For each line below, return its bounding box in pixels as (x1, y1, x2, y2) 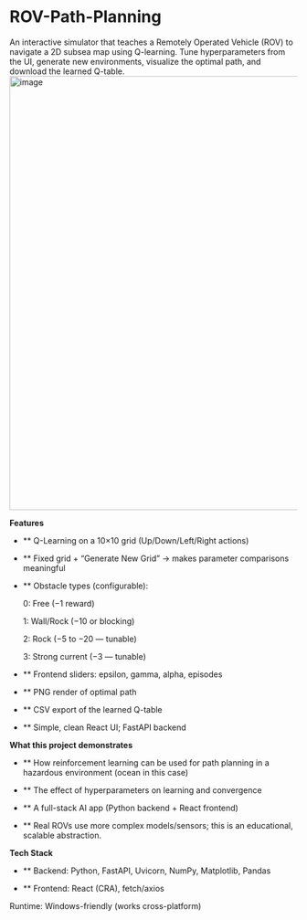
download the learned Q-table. (9, 66, 125, 77)
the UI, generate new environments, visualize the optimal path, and (9, 56, 261, 67)
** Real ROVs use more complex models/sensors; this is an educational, (22, 820, 294, 830)
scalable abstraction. (22, 830, 102, 841)
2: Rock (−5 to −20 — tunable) (22, 633, 137, 644)
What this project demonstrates (9, 739, 133, 750)
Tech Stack (9, 847, 53, 858)
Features (9, 517, 44, 528)
